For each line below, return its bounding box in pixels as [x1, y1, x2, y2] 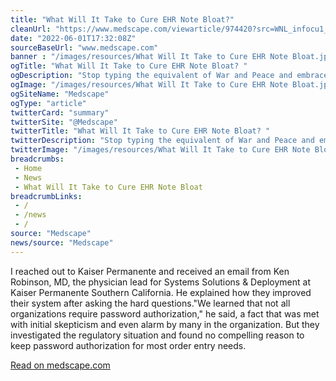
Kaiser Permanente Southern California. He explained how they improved [10, 286, 312, 298]
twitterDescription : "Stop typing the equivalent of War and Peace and [10, 136, 315, 146]
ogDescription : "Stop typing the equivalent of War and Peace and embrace [10, 71, 329, 81]
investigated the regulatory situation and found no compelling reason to [10, 329, 305, 341]
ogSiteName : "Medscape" [10, 89, 110, 99]
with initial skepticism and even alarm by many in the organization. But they [10, 318, 320, 330]
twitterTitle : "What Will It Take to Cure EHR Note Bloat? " [10, 126, 271, 136]
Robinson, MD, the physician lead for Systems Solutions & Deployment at [10, 276, 311, 288]
